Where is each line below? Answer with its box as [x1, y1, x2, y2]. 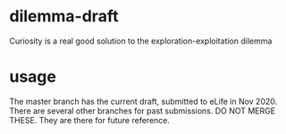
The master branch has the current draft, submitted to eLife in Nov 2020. [9, 96, 278, 106]
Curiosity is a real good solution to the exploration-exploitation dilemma [9, 35, 273, 46]
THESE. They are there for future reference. [9, 114, 171, 125]
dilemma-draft [9, 6, 119, 27]
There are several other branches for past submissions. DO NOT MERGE [9, 105, 275, 116]
